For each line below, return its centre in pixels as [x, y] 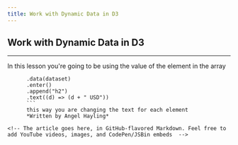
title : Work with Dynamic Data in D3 [63, 14]
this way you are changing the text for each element [107, 110]
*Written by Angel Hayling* [68, 116]
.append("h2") [47, 92]
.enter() [39, 86]
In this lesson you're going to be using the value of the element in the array [117, 66]
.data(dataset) [49, 79]
